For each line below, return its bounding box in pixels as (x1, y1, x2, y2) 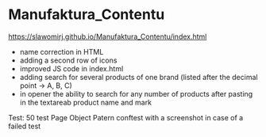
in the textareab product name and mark (19, 97, 152, 107)
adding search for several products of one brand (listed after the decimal (19, 72, 258, 82)
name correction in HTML (19, 47, 104, 56)
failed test (8, 121, 41, 131)
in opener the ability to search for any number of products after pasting (19, 89, 253, 98)
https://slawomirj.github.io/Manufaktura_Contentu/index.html (8, 32, 207, 41)
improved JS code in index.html (19, 63, 124, 73)
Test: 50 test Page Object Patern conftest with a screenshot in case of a (8, 112, 244, 122)
